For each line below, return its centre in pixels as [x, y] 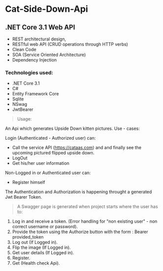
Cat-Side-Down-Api [47, 9]
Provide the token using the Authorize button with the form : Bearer [80, 232]
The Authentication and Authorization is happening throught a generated [79, 192]
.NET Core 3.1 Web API [40, 27]
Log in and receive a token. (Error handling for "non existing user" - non [85, 221]
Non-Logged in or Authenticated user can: [48, 173]
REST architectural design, [39, 39]
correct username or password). [45, 227]
